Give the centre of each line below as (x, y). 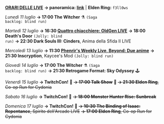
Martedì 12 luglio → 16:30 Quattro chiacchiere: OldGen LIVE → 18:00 (75, 31)
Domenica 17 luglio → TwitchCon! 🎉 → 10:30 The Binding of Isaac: (73, 106)
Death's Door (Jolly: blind (34, 36)
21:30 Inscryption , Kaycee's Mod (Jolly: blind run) (59, 56)
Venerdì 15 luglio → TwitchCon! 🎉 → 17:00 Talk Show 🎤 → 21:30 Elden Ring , (82, 82)
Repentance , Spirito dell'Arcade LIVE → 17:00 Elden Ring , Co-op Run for (79, 111)
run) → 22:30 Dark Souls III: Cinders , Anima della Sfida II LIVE (68, 41)
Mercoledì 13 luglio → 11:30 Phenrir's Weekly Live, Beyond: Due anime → (80, 51)
